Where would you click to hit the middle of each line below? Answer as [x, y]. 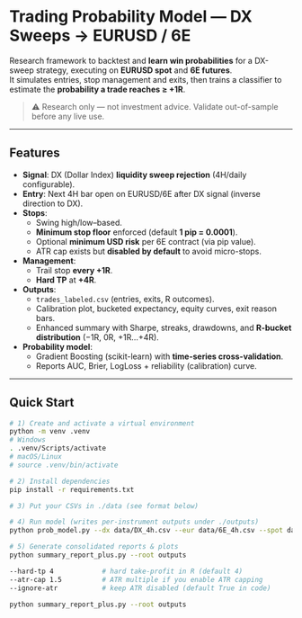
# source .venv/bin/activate [64, 465]
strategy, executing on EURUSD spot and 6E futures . [134, 70]
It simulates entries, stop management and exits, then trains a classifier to [146, 79]
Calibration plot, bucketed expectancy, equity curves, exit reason [156, 309]
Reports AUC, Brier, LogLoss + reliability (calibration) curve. [147, 365]
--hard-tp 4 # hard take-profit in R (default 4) [126, 571]
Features [35, 153]
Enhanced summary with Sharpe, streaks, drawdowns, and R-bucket [164, 327]
